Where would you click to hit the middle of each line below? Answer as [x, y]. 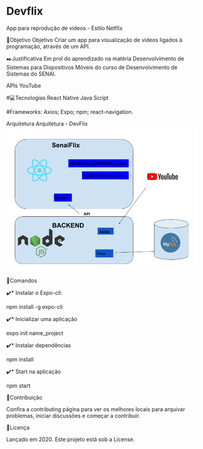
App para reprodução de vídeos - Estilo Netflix [64, 28]
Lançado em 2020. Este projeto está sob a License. [71, 439]
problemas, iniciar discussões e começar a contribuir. [74, 415]
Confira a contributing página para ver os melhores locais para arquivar [96, 409]
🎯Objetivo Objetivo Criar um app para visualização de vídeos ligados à [95, 40]
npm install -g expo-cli [34, 306]
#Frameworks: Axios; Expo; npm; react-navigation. [70, 111]
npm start [19, 386]
